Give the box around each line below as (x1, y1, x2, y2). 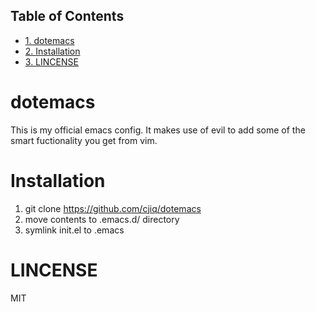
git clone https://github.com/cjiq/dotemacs (24, 202, 202, 214)
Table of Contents (10, 8, 125, 25)
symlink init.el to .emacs (24, 224, 125, 236)
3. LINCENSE (24, 55, 79, 68)
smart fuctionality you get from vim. (10, 134, 158, 146)
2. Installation (24, 45, 81, 57)
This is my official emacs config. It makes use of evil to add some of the (10, 124, 306, 136)
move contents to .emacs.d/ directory (24, 213, 180, 225)
